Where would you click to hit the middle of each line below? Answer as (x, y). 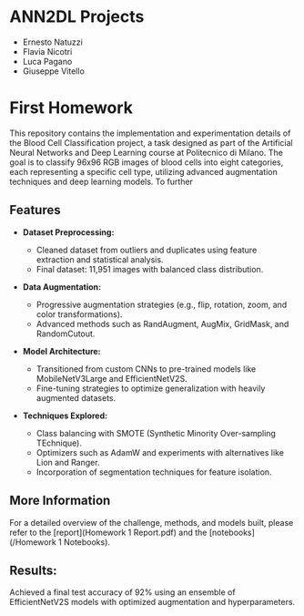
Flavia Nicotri (47, 51)
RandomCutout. (66, 334)
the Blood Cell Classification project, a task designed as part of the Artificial (151, 142)
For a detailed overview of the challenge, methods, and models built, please (152, 522)
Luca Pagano (47, 61)
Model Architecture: (62, 351)
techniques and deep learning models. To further (101, 181)
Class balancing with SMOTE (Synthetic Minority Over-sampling (156, 433)
